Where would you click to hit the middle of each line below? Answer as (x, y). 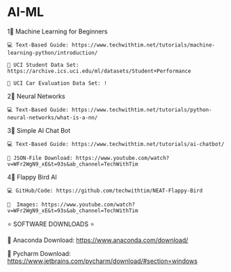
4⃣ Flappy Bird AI (32, 177)
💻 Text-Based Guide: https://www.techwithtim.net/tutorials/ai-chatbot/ (116, 144)
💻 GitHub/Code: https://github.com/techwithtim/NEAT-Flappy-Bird (105, 191)
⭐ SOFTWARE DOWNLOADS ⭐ (51, 224)
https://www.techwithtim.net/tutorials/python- (142, 110)
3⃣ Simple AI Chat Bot (39, 130)
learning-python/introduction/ (53, 53)
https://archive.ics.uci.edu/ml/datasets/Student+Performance (99, 71)
